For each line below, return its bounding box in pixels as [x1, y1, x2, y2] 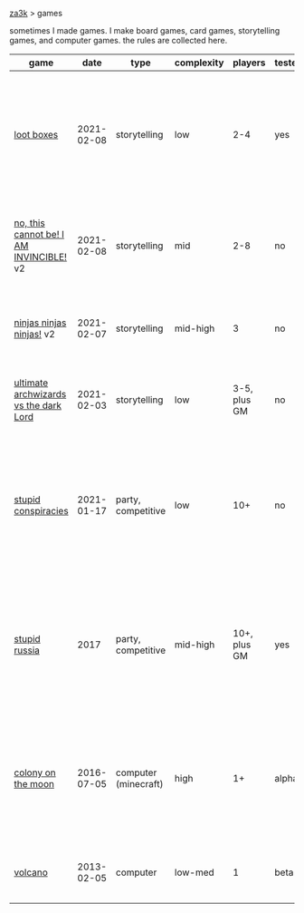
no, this [14, 217, 45, 229]
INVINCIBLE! [14, 251, 68, 263]
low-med [175, 866, 214, 879]
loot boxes [14, 129, 59, 141]
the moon [14, 778, 54, 790]
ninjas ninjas [14, 316, 67, 329]
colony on [14, 766, 56, 779]
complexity [175, 56, 224, 69]
